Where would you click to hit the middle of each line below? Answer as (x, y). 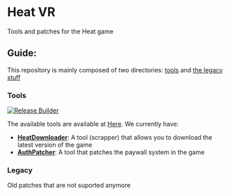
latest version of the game (55, 145)
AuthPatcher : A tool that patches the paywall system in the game (111, 152)
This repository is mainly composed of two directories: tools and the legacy (115, 70)
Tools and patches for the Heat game (60, 31)
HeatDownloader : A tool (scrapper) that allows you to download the (115, 138)
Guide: (22, 53)
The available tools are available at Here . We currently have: (93, 124)
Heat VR (31, 12)
